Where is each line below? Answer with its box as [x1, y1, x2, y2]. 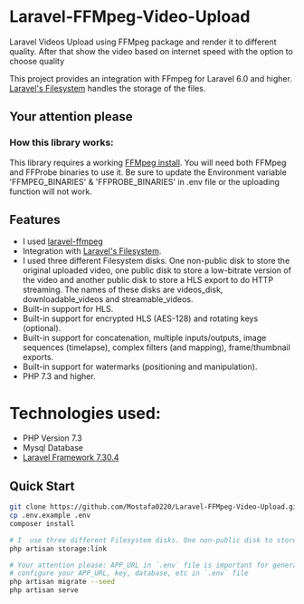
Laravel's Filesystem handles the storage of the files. [9, 83, 206, 93]
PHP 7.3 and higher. [22, 371, 97, 382]
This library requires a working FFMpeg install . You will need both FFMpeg [9, 157, 287, 168]
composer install [9, 519, 75, 528]
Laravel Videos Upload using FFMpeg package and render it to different [9, 36, 277, 47]
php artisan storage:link [9, 544, 107, 553]
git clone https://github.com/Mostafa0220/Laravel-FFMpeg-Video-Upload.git [9, 502, 301, 511]
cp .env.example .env [9, 511, 91, 521]
